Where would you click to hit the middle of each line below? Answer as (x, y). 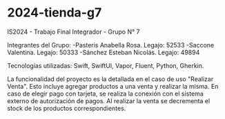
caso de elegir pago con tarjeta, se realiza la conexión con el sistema (105, 94)
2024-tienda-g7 (55, 13)
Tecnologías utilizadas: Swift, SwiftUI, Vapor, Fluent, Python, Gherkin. (106, 65)
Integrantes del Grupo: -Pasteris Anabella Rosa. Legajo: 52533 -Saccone (111, 45)
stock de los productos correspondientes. (67, 108)
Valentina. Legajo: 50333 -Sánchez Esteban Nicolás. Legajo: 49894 (104, 52)
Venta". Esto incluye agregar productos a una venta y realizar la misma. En (113, 86)
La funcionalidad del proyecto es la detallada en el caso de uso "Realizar (110, 79)
